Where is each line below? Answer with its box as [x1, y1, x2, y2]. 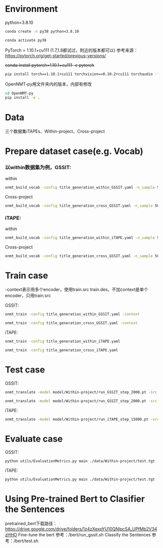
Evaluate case [5, 433, 63, 444]
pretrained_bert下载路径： [5, 521, 57, 527]
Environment [5, 3, 58, 15]
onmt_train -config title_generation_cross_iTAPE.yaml [5, 348, 118, 353]
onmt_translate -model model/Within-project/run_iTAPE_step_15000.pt [5, 417, 149, 422]
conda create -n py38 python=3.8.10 [5, 29, 79, 34]
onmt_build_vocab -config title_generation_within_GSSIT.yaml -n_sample [5, 185, 155, 190]
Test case [5, 364, 45, 375]
